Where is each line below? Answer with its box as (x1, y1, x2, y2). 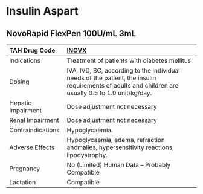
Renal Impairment (9, 116, 59, 124)
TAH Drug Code (9, 47, 56, 54)
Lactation (9, 178, 36, 186)
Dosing (9, 77, 30, 86)
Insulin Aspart (6, 4, 79, 18)
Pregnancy (9, 164, 40, 173)
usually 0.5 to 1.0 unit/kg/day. (66, 89, 152, 97)
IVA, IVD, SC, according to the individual (66, 66, 180, 74)
